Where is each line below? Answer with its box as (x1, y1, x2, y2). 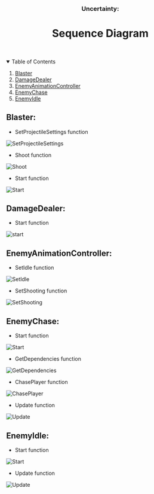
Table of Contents (11, 58, 56, 65)
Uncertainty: (81, 4, 119, 13)
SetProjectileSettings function (14, 128, 88, 135)
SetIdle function (14, 264, 54, 272)
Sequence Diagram (51, 27, 149, 40)
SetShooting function (14, 287, 67, 294)
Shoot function (14, 151, 52, 158)
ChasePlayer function (14, 379, 69, 386)
